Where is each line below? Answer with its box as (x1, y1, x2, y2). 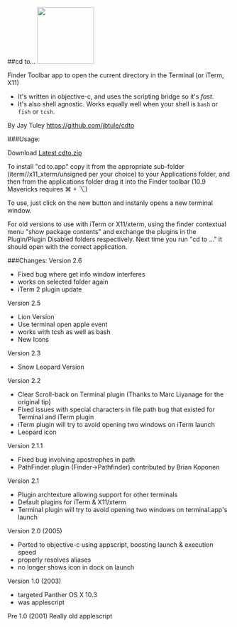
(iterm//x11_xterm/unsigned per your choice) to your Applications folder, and (7, 170, 231, 178)
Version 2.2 (7, 377, 41, 384)
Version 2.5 (7, 299, 41, 307)
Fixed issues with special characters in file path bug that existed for (17, 405, 215, 414)
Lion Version (17, 313, 55, 321)
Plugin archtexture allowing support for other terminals (17, 490, 178, 499)
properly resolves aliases (17, 555, 92, 564)
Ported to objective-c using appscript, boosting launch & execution (17, 540, 214, 549)
